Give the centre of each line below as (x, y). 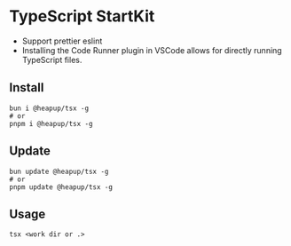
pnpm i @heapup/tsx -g (51, 123)
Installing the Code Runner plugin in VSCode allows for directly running (152, 50)
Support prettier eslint (62, 41)
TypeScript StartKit (82, 16)
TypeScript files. (52, 60)
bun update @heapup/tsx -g (59, 171)
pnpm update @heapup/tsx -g (61, 187)
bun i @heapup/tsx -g (49, 108)
